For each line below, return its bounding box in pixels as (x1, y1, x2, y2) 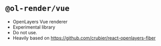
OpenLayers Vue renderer (12, 18, 68, 25)
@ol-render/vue (5, 4, 70, 13)
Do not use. (12, 29, 37, 35)
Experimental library (12, 24, 55, 30)
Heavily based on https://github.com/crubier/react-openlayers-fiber (12, 35, 156, 41)
